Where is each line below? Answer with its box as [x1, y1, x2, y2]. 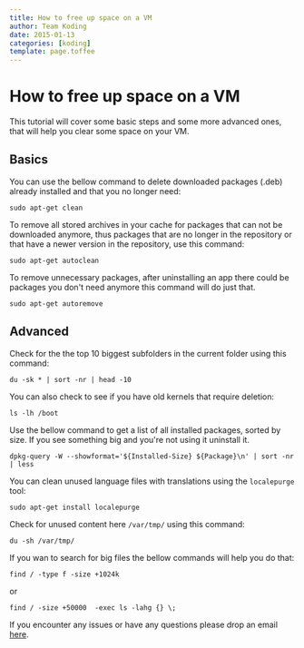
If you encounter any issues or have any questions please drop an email [9, 619, 279, 630]
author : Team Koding [9, 22, 88, 31]
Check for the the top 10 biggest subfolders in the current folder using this [9, 348, 288, 358]
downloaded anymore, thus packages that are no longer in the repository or [9, 229, 292, 240]
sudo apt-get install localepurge [9, 503, 141, 512]
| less [9, 459, 34, 468]
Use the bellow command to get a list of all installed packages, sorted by [9, 424, 281, 436]
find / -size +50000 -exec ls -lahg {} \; [9, 603, 177, 613]
